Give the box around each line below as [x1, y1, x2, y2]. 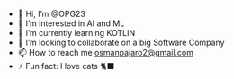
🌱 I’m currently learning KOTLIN [17, 28, 136, 38]
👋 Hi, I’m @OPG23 [17, 9, 85, 19]
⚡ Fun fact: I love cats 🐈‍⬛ [17, 61, 115, 71]
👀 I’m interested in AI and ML [17, 18, 125, 29]
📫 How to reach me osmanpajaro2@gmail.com [17, 48, 193, 57]
